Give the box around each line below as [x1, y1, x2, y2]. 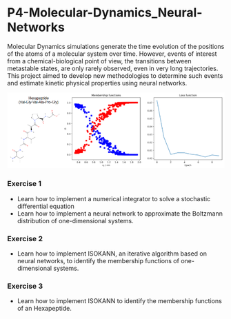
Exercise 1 [7, 179, 42, 189]
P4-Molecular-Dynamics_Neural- [7, 5, 203, 21]
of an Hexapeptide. [17, 305, 72, 313]
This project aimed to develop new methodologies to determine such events [7, 71, 223, 80]
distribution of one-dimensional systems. [17, 216, 134, 225]
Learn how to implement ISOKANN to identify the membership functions [17, 297, 222, 305]
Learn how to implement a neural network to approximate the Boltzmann [17, 209, 223, 218]
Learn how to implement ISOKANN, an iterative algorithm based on [17, 249, 207, 258]
